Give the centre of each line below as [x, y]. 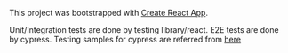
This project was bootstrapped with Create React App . [109, 13]
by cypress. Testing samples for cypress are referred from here [125, 39]
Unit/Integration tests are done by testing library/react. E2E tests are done [144, 30]
